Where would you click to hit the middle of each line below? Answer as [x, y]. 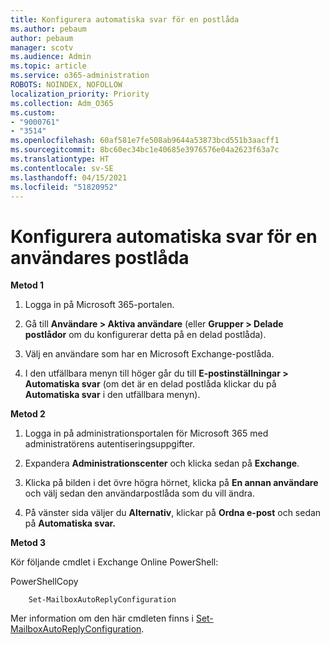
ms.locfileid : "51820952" [64, 187]
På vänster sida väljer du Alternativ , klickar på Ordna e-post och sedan [173, 513]
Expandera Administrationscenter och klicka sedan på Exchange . [162, 463]
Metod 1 [27, 285]
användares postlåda [100, 257]
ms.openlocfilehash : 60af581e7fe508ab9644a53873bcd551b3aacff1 [145, 141]
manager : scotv [42, 47]
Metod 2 [28, 414]
